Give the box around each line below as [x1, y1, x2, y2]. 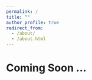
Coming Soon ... [6, 61, 87, 75]
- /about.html [11, 36, 46, 42]
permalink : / [6, 8, 38, 15]
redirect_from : [6, 25, 44, 31]
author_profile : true [6, 19, 60, 25]
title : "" [6, 14, 31, 20]
